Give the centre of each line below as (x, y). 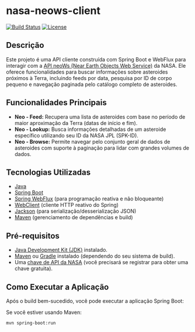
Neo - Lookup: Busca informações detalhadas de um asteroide (90, 129)
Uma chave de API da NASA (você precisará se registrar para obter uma (101, 262)
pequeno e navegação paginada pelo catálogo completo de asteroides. (92, 84)
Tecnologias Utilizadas (48, 172)
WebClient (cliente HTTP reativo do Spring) (66, 205)
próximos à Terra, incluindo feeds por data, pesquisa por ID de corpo (89, 78)
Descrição (25, 45)
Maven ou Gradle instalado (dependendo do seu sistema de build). (95, 256)
